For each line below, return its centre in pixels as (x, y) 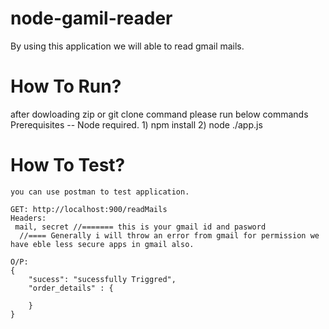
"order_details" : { (71, 288)
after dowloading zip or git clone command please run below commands (159, 114)
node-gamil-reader (91, 18)
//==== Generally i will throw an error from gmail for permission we (169, 235)
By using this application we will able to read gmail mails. (127, 46)
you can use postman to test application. (100, 192)
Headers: (28, 218)
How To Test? (68, 165)
